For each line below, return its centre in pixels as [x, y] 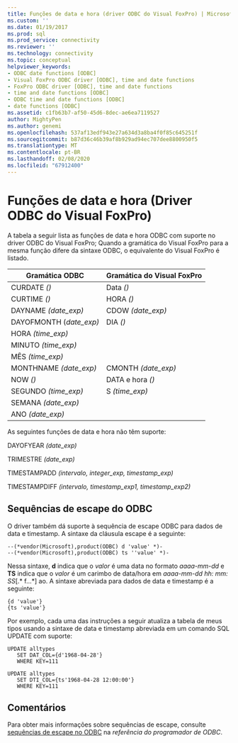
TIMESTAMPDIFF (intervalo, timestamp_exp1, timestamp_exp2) [99, 486]
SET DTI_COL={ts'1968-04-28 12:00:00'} [75, 680]
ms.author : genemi [34, 126]
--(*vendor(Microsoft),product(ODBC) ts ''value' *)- [89, 553]
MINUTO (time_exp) [44, 345]
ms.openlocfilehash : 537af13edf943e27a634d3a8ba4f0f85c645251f [103, 133]
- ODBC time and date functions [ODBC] [66, 100]
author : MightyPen [34, 119]
